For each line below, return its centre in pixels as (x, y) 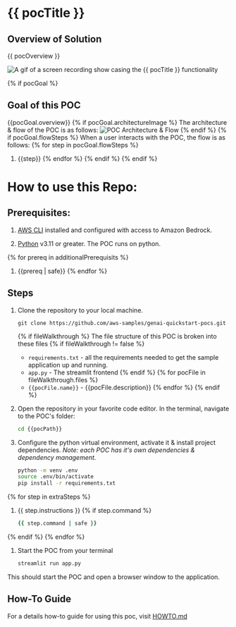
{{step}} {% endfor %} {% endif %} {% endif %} (87, 158)
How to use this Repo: (72, 187)
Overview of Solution (55, 39)
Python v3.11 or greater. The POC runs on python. (89, 243)
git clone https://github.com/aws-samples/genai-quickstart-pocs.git (122, 323)
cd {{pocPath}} (40, 429)
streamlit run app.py (49, 564)
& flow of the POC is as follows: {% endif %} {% (117, 130)
